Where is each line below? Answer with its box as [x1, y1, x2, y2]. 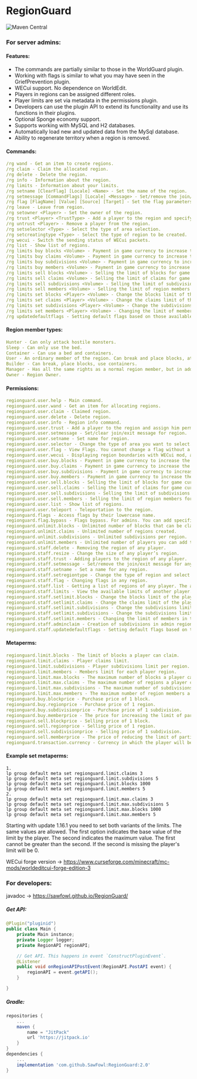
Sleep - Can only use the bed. [6, 344, 83, 350]
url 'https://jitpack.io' [27, 1034, 91, 1041]
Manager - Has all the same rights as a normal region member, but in [6, 367, 182, 373]
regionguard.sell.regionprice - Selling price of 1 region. [6, 723, 157, 729]
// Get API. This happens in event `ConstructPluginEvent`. [16, 953, 167, 959]
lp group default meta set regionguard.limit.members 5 [6, 786, 145, 792]
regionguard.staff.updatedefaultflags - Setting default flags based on [6, 627, 188, 632]
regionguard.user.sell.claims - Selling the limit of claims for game [6, 485, 182, 491]
